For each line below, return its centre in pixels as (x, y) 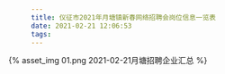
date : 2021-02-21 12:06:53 (81, 26)
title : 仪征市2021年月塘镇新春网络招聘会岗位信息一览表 (124, 17)
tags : (41, 34)
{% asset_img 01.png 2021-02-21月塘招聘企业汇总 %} (108, 61)
